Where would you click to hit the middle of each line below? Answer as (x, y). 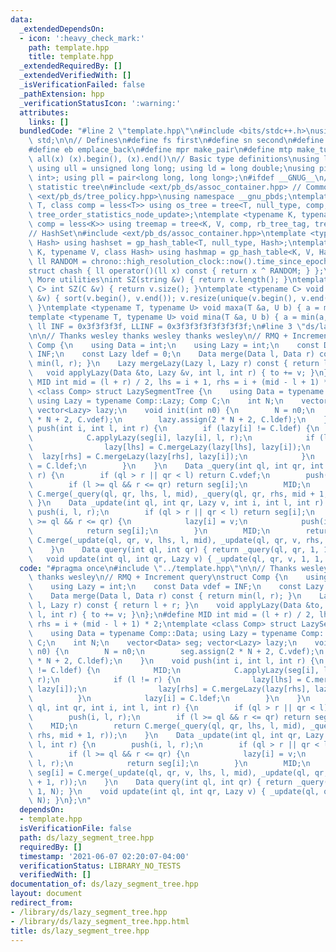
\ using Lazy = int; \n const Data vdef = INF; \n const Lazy (176, 587)
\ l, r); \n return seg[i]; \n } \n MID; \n (169, 763)
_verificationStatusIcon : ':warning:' (100, 103)
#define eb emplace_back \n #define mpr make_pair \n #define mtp (160, 150)
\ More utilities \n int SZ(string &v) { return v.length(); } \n (163, 280)
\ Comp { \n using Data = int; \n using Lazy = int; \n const (174, 345)
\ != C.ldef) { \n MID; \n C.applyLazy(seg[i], (174, 671)
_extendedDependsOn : (62, 29)
